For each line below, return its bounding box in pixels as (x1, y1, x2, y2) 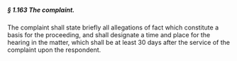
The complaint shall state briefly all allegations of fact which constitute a (7, 23, 219, 32)
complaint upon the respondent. (7, 46, 101, 54)
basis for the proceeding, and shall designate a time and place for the (7, 30, 211, 39)
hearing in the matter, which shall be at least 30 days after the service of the (7, 38, 231, 46)
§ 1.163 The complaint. (7, 6, 75, 14)
